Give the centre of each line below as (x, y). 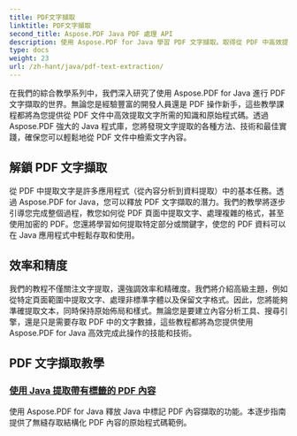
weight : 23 (29, 58)
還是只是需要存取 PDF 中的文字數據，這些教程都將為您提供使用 (139, 321)
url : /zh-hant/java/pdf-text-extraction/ (87, 67)
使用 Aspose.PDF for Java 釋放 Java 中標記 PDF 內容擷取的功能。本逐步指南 (148, 411)
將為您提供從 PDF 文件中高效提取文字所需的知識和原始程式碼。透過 (147, 115)
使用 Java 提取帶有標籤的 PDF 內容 (83, 390)
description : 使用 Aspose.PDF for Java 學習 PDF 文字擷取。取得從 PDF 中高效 (146, 42)
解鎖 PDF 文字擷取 (58, 168)
